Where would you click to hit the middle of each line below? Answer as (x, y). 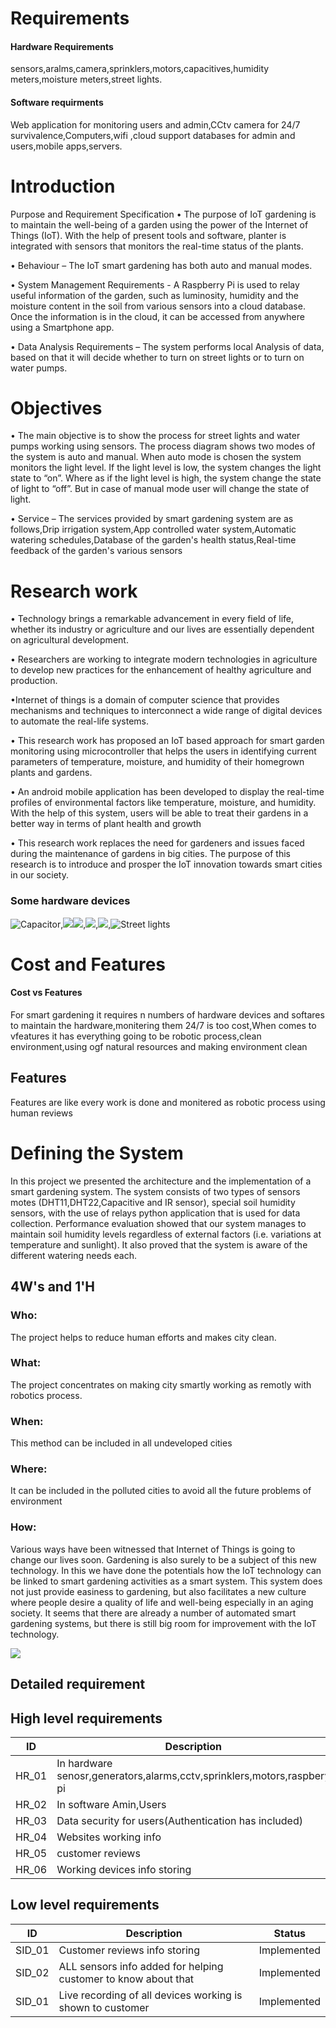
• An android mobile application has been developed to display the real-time (167, 792)
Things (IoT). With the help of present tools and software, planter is (148, 235)
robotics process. (46, 1395)
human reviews (41, 1113)
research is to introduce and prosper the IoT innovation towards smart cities (166, 864)
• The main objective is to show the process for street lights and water (155, 436)
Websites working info (109, 1837)
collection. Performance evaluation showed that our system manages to (158, 1223)
